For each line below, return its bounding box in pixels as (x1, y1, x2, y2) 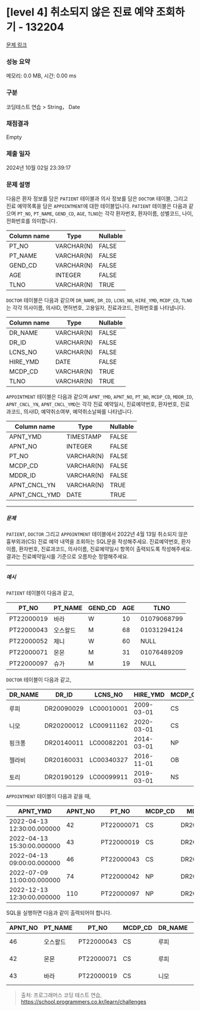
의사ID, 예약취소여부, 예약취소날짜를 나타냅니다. (23, 408, 134, 415)
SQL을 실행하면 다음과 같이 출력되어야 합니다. (6, 909, 112, 916)
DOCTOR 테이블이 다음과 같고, (6, 676, 71, 683)
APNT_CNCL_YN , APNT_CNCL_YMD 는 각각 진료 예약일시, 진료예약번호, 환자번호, (6, 400, 179, 408)
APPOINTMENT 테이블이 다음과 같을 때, (6, 793, 91, 800)
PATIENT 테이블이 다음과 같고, (6, 589, 74, 596)
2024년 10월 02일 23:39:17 (6, 164, 71, 172)
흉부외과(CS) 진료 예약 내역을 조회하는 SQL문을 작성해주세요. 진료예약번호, (6, 538, 180, 545)
